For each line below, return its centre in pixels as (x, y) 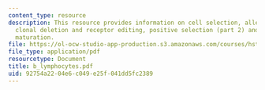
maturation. (35, 37)
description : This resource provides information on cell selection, (125, 23)
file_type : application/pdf (54, 52)
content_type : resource (47, 15)
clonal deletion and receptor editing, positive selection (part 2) (130, 30)
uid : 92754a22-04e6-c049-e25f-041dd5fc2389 (81, 74)
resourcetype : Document (47, 59)
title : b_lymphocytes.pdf (50, 67)
